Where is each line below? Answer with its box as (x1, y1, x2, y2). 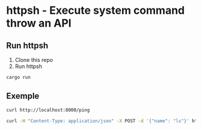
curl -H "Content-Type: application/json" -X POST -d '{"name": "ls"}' (6, 118, 189, 124)
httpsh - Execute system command (6, 4, 185, 17)
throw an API (6, 16, 72, 30)
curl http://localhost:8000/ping (6, 107, 90, 113)
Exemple (6, 91, 40, 101)
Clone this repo (14, 57, 53, 63)
